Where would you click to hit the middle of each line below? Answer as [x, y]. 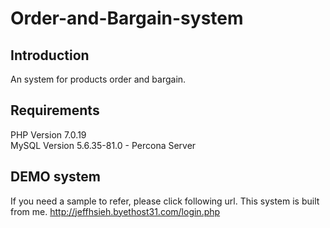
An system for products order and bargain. [98, 79]
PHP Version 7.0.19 [48, 134]
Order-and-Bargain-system [127, 18]
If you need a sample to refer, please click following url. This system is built [165, 201]
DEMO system [55, 177]
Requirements [55, 110]
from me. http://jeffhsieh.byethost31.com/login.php [115, 211]
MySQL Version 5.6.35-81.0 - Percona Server [103, 145]
